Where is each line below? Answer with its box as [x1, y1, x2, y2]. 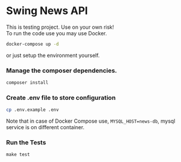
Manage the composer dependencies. [6, 66, 118, 75]
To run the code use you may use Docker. [6, 29, 107, 36]
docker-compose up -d [6, 41, 59, 47]
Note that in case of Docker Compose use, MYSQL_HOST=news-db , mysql [6, 117, 175, 124]
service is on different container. [6, 124, 85, 131]
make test [6, 151, 31, 158]
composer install [6, 80, 49, 86]
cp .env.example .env [6, 107, 59, 113]
